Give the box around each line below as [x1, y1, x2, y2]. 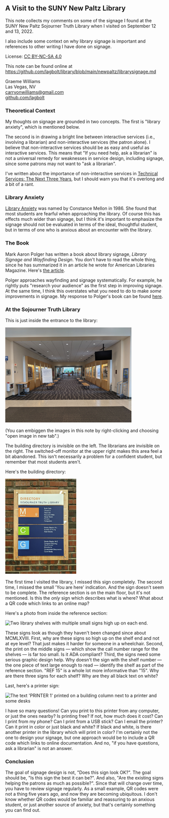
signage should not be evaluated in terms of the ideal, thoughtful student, [5, 221, 158, 227]
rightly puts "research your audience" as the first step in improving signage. [5, 282, 163, 288]
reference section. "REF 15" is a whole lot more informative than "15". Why [5, 668, 159, 673]
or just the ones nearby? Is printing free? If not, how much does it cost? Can [5, 713, 163, 719]
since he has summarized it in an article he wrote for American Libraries [5, 262, 155, 268]
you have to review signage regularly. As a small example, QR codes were [5, 786, 159, 792]
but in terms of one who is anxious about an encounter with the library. [5, 227, 152, 233]
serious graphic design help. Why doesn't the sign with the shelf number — [5, 657, 162, 663]
